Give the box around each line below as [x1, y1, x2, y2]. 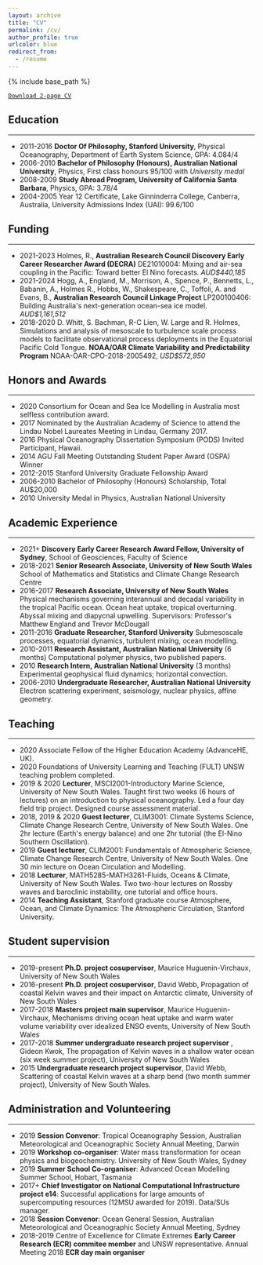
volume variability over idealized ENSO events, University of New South [19, 1021, 250, 1030]
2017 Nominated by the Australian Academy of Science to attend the [19, 418, 240, 428]
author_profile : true [8, 33, 79, 42]
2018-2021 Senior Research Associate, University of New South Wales [19, 561, 253, 571]
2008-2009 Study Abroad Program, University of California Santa [19, 174, 237, 184]
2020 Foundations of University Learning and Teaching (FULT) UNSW [19, 762, 245, 771]
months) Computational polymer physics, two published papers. [19, 653, 227, 662]
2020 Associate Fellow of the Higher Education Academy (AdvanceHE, [19, 745, 249, 754]
